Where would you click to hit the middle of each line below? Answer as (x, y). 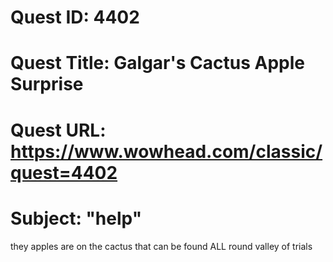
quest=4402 (64, 172)
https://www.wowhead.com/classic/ (166, 151)
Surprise (47, 84)
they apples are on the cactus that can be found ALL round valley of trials (161, 246)
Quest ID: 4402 (75, 17)
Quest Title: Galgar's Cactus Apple (157, 63)
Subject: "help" (76, 218)
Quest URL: (58, 130)
